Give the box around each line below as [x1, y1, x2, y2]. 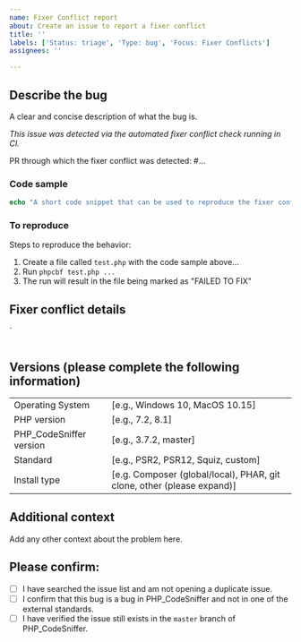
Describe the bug [9, 87, 107, 103]
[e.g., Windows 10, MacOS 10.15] [111, 399, 256, 412]
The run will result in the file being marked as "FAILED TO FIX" [21, 276, 253, 287]
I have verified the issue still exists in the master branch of [21, 612, 236, 623]
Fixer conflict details [9, 302, 126, 317]
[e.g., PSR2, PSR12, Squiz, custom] [111, 454, 261, 467]
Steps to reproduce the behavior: [9, 239, 132, 251]
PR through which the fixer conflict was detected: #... [9, 155, 206, 166]
